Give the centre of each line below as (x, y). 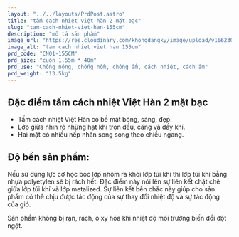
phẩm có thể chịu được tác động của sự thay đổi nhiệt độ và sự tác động (114, 197)
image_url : (23, 41)
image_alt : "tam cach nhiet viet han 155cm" (74, 47)
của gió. (19, 204)
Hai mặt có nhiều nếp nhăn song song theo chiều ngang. (101, 135)
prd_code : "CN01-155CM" (43, 54)
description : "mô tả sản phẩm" (54, 34)
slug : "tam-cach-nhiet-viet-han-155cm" (67, 27)
